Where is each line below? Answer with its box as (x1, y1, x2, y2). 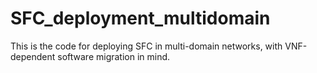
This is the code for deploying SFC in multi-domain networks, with (10, 40, 283, 52)
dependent (10, 50, 56, 62)
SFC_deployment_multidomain (10, 7, 271, 30)
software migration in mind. (57, 50, 171, 62)
